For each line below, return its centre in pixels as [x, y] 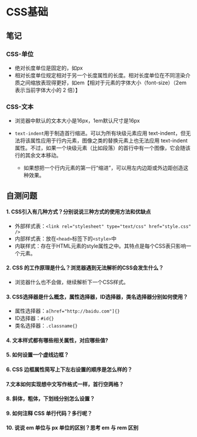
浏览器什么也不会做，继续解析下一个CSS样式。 [71, 282]
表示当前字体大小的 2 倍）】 [47, 90]
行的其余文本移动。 [38, 155]
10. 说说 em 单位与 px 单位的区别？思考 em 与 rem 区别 [72, 428]
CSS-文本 [20, 107]
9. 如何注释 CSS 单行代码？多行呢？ [49, 413]
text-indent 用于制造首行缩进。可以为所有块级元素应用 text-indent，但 [100, 133]
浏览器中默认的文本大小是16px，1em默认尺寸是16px [77, 121]
